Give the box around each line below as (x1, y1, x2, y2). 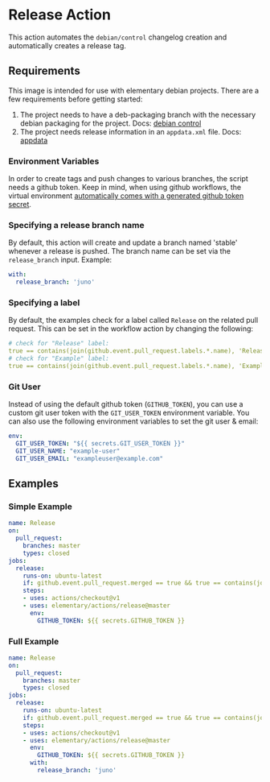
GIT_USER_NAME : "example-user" (15, 447, 121, 455)
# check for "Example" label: (8, 354, 110, 363)
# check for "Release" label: (8, 340, 110, 348)
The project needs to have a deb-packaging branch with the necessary (19, 110, 256, 119)
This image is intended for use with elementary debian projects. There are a (8, 85, 260, 95)
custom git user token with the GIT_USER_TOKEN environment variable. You (8, 408, 250, 418)
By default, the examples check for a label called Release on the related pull (8, 316, 259, 325)
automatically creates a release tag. (8, 40, 127, 50)
